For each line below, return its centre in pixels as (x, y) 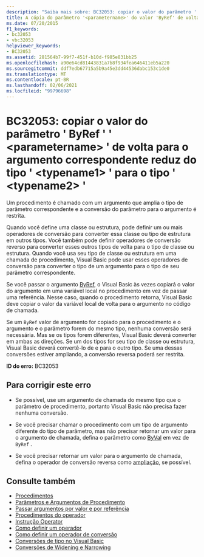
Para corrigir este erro (49, 385)
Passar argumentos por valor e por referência (72, 509)
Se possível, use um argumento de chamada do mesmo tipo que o (98, 400)
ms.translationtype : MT (36, 74)
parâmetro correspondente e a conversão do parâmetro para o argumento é (101, 209)
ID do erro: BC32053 (32, 366)
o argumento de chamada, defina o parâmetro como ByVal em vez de (102, 437)
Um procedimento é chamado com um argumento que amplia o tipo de (95, 202)
